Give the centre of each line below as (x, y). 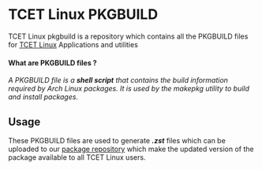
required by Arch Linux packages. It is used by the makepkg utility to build (129, 89)
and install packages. (43, 97)
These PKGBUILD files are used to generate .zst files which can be (117, 140)
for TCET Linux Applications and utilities (73, 44)
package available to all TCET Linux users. (77, 157)
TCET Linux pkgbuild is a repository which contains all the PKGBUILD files (128, 36)
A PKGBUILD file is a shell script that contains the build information (118, 80)
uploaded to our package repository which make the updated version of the (131, 149)
